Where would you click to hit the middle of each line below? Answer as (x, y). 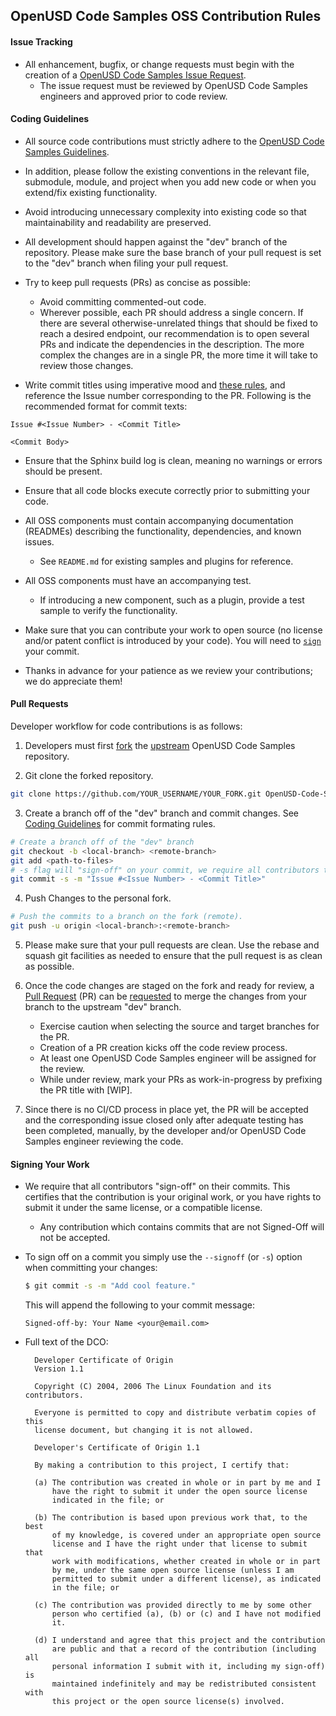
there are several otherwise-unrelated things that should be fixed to (178, 323)
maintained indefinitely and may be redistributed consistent (184, 1684)
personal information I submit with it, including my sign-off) (188, 1667)
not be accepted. (75, 1238)
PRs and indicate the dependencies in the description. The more (172, 344)
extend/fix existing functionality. (91, 192)
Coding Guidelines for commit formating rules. (120, 823)
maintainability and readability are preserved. (118, 222)
